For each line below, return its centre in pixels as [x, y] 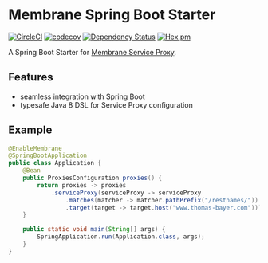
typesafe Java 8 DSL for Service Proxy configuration [106, 104]
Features [31, 77]
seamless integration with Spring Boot [82, 96]
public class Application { [55, 163]
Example [30, 130]
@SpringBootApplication [48, 156]
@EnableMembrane [35, 148]
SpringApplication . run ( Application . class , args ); [121, 237]
